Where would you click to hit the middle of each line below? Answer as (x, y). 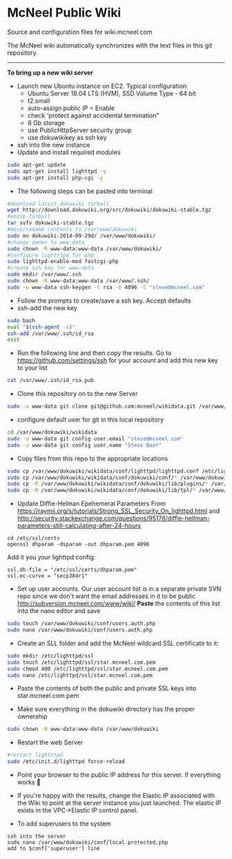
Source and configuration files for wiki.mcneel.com (80, 32)
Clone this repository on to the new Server (77, 394)
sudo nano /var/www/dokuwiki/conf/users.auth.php (80, 630)
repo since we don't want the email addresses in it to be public (106, 596)
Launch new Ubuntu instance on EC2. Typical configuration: (103, 86)
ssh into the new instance (54, 145)
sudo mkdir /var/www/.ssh (44, 275)
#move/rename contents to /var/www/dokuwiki (72, 230)
